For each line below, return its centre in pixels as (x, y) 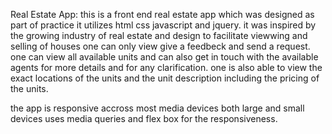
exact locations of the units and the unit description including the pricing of (165, 78)
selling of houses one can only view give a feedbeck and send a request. (160, 46)
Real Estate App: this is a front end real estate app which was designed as (162, 14)
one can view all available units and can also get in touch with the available (164, 57)
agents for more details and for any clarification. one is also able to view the (166, 67)
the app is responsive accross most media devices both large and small (157, 108)
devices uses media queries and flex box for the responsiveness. (144, 118)
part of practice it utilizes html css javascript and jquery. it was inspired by (163, 25)
